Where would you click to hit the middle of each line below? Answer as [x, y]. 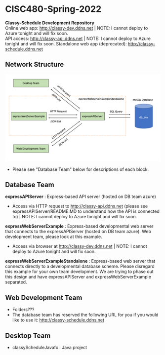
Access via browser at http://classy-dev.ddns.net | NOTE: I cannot [80, 246]
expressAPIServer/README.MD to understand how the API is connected [86, 211]
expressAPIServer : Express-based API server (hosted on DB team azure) [81, 197]
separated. [16, 282]
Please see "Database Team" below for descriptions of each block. [81, 169]
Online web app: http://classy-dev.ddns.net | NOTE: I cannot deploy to [77, 28]
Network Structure [35, 64]
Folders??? [23, 310]
